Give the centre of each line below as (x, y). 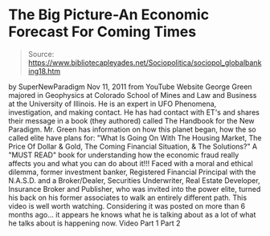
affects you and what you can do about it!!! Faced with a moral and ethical (131, 163)
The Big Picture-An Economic (109, 15)
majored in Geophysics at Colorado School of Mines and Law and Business (133, 95)
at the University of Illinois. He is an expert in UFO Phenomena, (112, 104)
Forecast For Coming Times (102, 32)
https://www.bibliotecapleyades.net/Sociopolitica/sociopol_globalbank (145, 63)
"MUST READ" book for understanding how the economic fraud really (124, 155)
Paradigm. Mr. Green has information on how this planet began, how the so (132, 129)
